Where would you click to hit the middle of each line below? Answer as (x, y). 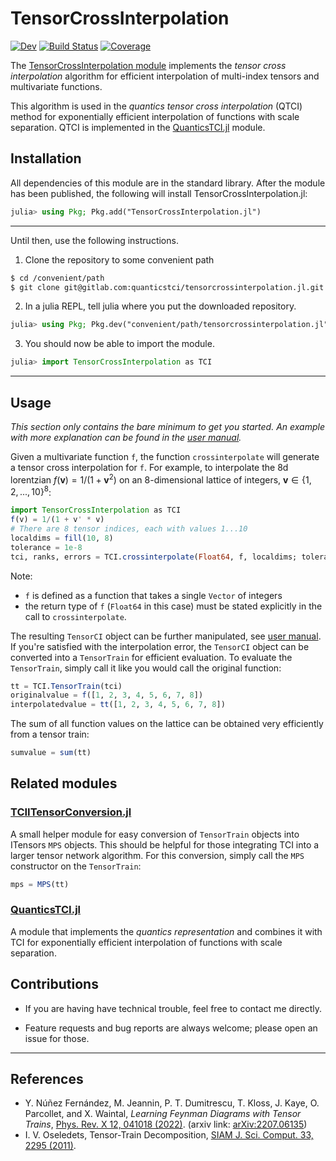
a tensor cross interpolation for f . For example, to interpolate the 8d (149, 467)
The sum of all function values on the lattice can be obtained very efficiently (167, 724)
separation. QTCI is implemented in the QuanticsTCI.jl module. (138, 127)
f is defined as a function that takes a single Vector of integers (153, 595)
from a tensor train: (50, 734)
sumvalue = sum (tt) (51, 753)
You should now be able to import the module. (119, 344)
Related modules (64, 783)
